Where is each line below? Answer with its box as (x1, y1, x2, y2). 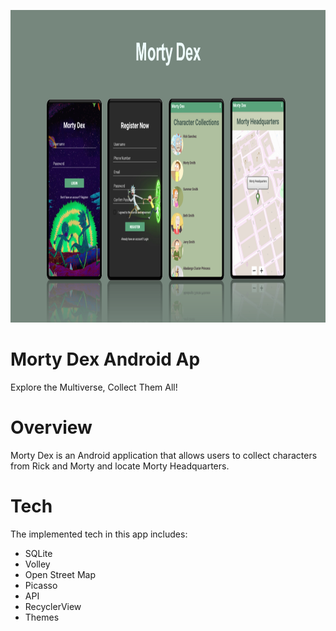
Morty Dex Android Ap (10, 348, 201, 371)
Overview (10, 416, 93, 439)
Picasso (24, 579, 58, 591)
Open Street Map (24, 568, 96, 580)
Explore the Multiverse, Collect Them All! (10, 381, 178, 393)
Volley (24, 558, 51, 570)
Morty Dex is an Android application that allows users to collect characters (10, 449, 318, 461)
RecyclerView (24, 600, 82, 612)
